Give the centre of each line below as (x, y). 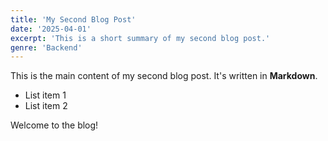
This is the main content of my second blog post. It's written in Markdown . (164, 76)
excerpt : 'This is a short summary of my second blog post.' (140, 38)
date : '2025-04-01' (51, 29)
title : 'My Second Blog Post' (73, 19)
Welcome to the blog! (54, 125)
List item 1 (45, 95)
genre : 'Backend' (46, 47)
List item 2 (46, 106)
